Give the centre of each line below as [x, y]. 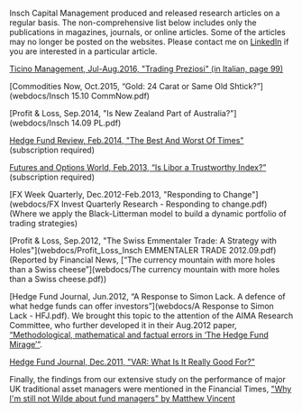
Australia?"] [215, 113]
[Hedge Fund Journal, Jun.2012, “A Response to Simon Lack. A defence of [147, 296]
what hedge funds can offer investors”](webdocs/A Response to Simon [142, 306]
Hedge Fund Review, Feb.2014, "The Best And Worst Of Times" [127, 140]
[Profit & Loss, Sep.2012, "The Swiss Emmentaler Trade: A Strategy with [143, 241]
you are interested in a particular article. [83, 51]
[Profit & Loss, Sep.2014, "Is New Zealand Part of [101, 113]
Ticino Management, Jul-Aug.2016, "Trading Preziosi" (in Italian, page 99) [146, 69]
